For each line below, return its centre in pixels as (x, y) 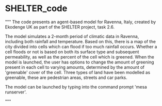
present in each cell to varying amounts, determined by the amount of (75, 67)
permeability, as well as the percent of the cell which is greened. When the (80, 57)
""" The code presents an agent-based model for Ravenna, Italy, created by (81, 22)
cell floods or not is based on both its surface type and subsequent (72, 52)
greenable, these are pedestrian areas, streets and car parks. (66, 77)
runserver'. (16, 92)
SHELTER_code (36, 8)
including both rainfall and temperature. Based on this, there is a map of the (81, 41)
